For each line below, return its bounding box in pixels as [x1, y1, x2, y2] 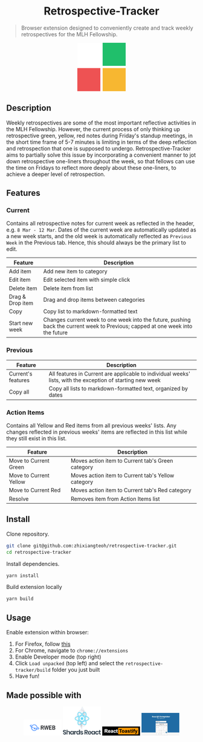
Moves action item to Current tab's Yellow [70, 472, 175, 479]
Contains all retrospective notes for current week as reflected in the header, [6, 220, 195, 227]
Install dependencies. [6, 560, 60, 567]
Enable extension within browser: [6, 629, 89, 636]
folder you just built [51, 666, 100, 674]
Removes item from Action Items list [70, 495, 160, 503]
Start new [8, 319, 33, 327]
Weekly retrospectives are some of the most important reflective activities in [6, 119, 196, 126]
